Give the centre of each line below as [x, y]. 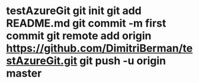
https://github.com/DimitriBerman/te [99, 49]
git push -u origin [123, 61]
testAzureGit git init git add [74, 11]
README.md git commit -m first [86, 23]
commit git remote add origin [79, 36]
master [24, 73]
